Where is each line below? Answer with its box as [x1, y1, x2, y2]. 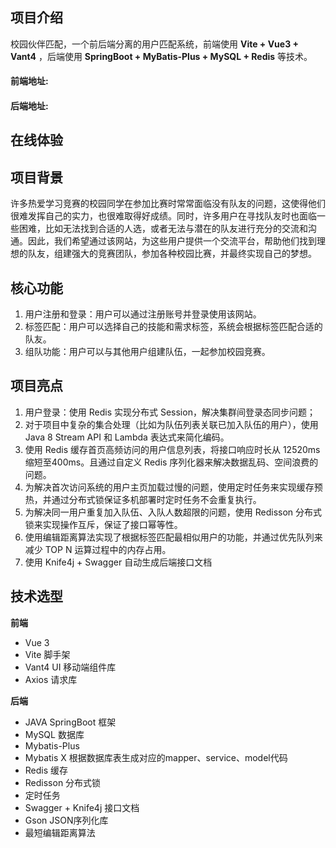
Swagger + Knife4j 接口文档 [24, 801, 140, 813]
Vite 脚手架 [24, 648, 71, 660]
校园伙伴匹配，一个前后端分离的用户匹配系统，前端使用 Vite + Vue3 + [10, 38, 300, 50]
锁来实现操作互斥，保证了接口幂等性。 [24, 518, 183, 530]
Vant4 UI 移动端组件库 [24, 661, 117, 673]
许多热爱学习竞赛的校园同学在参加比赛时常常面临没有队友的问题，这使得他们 [10, 198, 326, 210]
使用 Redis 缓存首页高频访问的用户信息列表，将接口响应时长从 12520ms [24, 443, 321, 455]
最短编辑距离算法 [24, 826, 96, 838]
